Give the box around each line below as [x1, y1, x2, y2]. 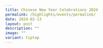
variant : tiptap [5, 35, 39, 40]
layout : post [5, 21, 33, 26]
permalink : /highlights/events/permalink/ [5, 12, 96, 17]
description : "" [5, 26, 39, 31]
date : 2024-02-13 [5, 16, 42, 21]
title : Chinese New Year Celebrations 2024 [5, 7, 98, 12]
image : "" [5, 30, 26, 35]
